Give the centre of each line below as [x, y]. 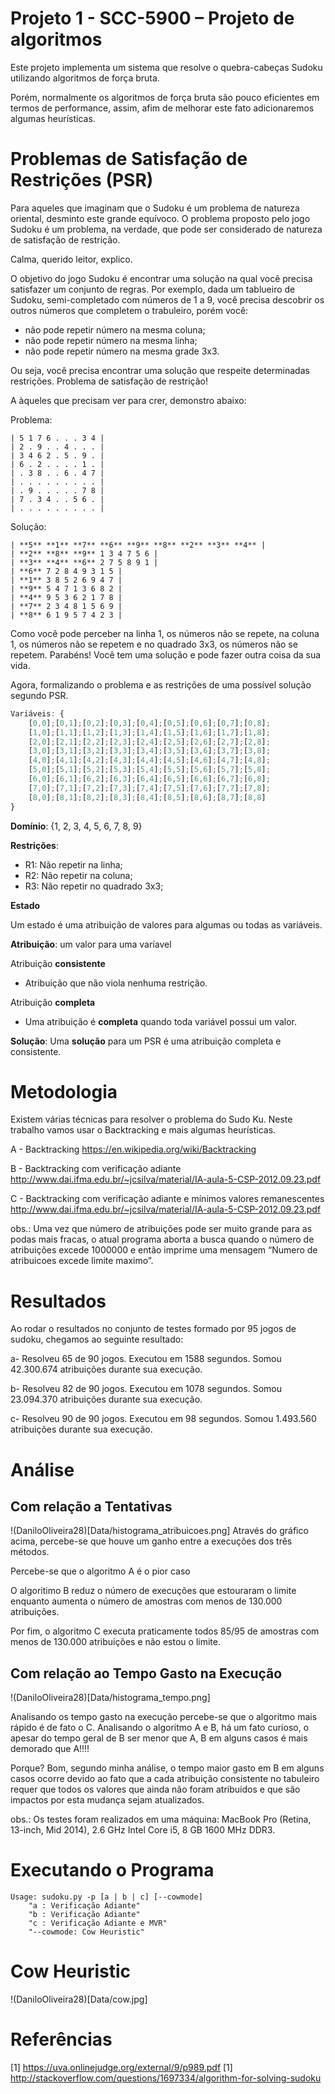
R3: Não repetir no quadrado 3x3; [94, 886]
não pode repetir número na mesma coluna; [115, 329]
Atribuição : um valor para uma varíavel [91, 944]
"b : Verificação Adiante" [84, 1915]
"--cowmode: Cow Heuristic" [86, 1932]
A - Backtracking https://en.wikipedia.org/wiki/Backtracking [133, 1149]
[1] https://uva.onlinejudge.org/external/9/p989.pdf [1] [121, 2067]
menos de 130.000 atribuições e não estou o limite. [115, 1642]
